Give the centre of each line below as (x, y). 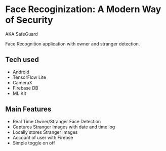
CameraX (22, 82)
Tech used (22, 60)
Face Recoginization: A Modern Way (83, 9)
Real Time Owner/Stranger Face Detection (57, 121)
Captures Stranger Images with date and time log (64, 127)
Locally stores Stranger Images (45, 132)
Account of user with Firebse (43, 137)
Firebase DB (25, 88)
